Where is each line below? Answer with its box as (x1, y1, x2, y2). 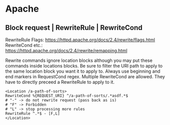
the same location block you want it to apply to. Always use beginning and (5, 68, 161, 74)
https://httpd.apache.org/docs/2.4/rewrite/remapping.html (5, 48, 128, 53)
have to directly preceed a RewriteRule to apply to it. (5, 79, 115, 85)
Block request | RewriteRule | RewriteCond (5, 23, 143, 32)
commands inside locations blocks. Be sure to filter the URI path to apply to (5, 63, 163, 69)
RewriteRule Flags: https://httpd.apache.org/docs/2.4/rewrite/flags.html (5, 37, 155, 43)
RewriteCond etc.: (5, 42, 43, 48)
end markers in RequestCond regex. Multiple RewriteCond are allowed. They (5, 74, 165, 79)
